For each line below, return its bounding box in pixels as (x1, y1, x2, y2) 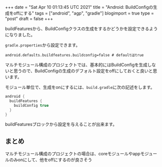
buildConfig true (14, 103, 49, 108)
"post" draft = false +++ (5, 16, 54, 21)
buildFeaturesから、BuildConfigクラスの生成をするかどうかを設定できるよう (5, 26, 158, 32)
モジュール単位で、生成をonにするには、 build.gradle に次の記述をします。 (5, 84, 155, 90)
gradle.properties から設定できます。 (5, 42, 80, 48)
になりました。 (5, 32, 35, 37)
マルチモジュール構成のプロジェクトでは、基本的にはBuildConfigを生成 (5, 62, 147, 67)
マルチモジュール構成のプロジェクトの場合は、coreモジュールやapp (5, 151, 141, 157)
